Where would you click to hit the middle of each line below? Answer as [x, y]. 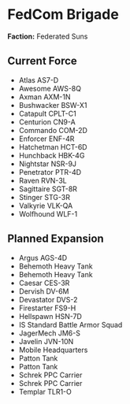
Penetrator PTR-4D [50, 172]
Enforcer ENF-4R [46, 139]
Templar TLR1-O [45, 391]
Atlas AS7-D [39, 80]
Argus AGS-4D [43, 258]
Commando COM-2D [53, 130]
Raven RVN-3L [43, 180]
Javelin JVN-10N [46, 341]
